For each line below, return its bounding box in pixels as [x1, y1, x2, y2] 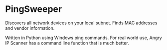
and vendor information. [5, 25, 55, 31]
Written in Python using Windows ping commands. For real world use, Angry [5, 35, 162, 41]
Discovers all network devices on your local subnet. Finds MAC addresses [5, 20, 158, 26]
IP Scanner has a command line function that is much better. [5, 40, 129, 46]
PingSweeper [5, 3, 62, 15]
